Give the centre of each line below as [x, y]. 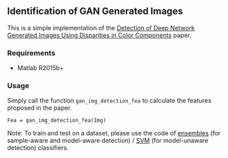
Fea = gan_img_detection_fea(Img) [57, 121]
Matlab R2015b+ [40, 68]
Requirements [31, 53]
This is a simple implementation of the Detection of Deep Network [101, 27]
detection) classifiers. [38, 148]
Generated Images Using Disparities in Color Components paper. [99, 35]
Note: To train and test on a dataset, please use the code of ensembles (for [114, 133]
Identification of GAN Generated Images [95, 11]
